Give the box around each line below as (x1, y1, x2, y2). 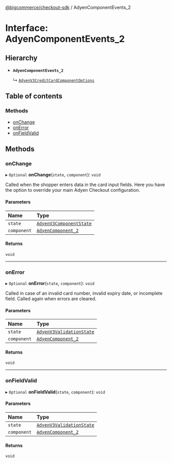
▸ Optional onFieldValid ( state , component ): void (5, 389, 105, 395)
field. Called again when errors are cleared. (5, 296, 97, 302)
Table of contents (5, 92, 62, 100)
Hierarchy (5, 53, 38, 62)
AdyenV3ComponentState (36, 220, 92, 226)
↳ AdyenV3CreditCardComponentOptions (12, 77, 95, 83)
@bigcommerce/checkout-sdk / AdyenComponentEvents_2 (5, 5, 131, 10)
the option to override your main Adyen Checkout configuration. (5, 187, 140, 193)
